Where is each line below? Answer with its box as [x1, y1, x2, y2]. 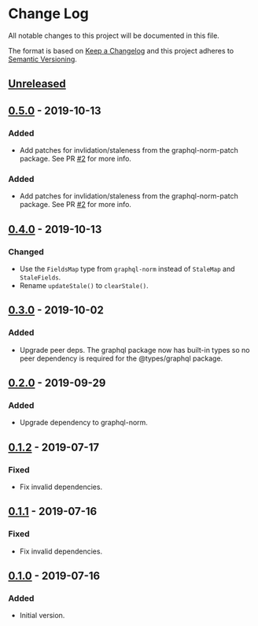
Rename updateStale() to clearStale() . [19, 281, 149, 290]
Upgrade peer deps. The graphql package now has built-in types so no [19, 345, 250, 354]
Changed [8, 246, 45, 257]
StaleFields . [19, 272, 61, 282]
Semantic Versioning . [8, 54, 77, 64]
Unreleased [8, 77, 67, 91]
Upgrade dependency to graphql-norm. [19, 418, 148, 428]
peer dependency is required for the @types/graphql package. [19, 354, 223, 363]
